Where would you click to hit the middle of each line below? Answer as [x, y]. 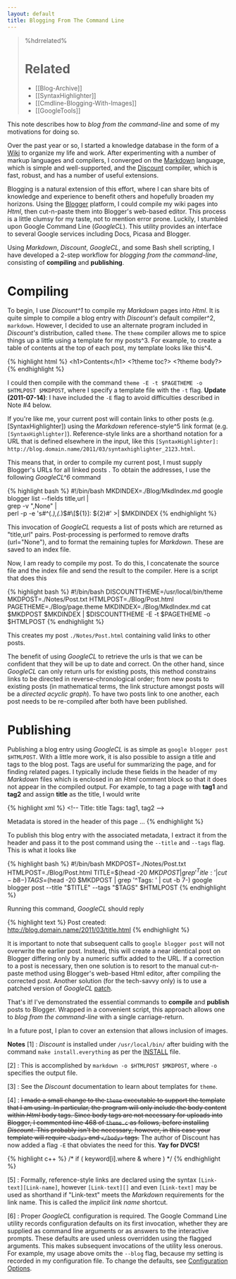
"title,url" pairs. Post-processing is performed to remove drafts [98, 535]
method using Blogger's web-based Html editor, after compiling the [123, 973]
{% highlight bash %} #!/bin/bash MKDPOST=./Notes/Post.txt [97, 864]
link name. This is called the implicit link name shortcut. [88, 1202]
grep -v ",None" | [32, 506]
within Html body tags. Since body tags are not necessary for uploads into [115, 1115]
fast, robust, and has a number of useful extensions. [83, 175]
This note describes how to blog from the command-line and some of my [113, 125]
